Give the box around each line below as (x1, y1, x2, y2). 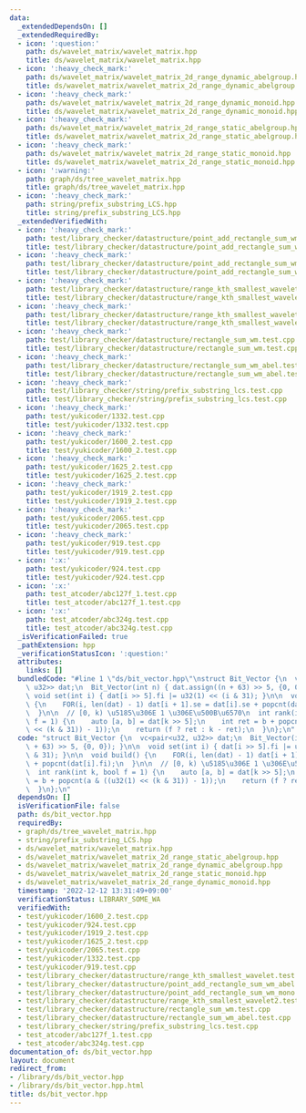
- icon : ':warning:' (17, 166, 96, 175)
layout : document (9, 1056, 76, 1065)
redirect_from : (9, 1064, 67, 1074)
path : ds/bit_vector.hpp (17, 810, 112, 819)
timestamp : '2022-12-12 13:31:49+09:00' (17, 886, 173, 895)
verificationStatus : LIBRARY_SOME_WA (17, 894, 161, 903)
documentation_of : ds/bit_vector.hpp (9, 1047, 153, 1056)
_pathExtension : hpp (17, 640, 96, 650)
